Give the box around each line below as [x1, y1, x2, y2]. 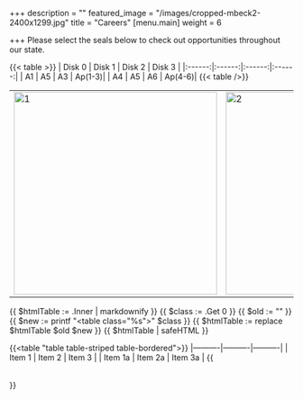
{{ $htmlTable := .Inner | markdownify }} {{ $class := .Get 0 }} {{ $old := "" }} [9, 306, 293, 316]
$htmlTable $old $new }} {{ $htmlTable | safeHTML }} [9, 325, 209, 336]
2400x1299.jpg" [9, 17, 69, 28]
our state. [9, 44, 45, 55]
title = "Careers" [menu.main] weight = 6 [70, 17, 223, 28]
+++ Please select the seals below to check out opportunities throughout [9, 35, 281, 45]
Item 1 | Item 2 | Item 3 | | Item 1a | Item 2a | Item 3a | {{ [9, 352, 214, 363]
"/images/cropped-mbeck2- [155, 8, 262, 18]
